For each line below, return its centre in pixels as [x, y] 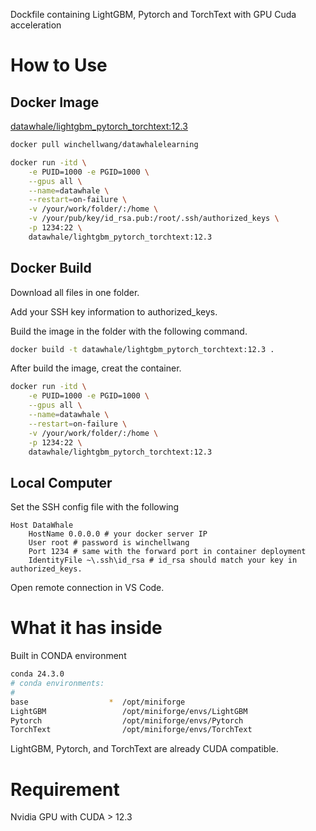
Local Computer [61, 482]
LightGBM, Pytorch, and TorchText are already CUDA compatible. [144, 749]
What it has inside [86, 628]
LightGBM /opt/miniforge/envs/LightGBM [129, 711]
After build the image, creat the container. [96, 368]
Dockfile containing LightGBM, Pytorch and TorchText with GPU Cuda [153, 14]
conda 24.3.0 [37, 674]
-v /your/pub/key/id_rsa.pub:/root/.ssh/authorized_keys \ [154, 219]
